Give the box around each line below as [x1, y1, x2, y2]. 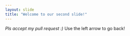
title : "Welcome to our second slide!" [5, 12, 87, 17]
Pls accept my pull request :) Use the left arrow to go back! [5, 25, 125, 31]
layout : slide [5, 7, 35, 12]
